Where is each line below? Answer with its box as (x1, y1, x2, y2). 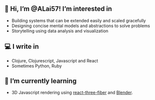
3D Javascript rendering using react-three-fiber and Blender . (11, 90, 133, 96)
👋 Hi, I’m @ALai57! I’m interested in (4, 5, 112, 13)
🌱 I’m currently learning (4, 77, 77, 85)
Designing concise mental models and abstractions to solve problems (11, 23, 150, 29)
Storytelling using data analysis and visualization (11, 28, 109, 34)
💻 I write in (4, 43, 39, 51)
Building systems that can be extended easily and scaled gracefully (11, 17, 146, 23)
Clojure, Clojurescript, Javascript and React (11, 57, 99, 63)
